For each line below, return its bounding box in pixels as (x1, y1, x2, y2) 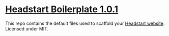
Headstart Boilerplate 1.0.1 (5, 4, 119, 15)
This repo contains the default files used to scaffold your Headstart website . (5, 20, 165, 26)
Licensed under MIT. (5, 25, 49, 31)
